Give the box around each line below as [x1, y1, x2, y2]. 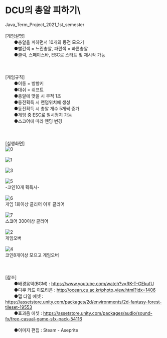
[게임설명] [5, 33, 25, 39]
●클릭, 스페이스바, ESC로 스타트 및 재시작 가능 [14, 51, 106, 58]
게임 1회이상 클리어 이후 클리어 [5, 201, 65, 207]
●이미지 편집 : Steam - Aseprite [14, 327, 79, 333]
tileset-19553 [5, 304, 33, 310]
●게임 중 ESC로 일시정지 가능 [14, 112, 72, 118]
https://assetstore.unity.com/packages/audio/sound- [43, 310, 153, 316]
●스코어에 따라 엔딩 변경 [14, 118, 63, 124]
